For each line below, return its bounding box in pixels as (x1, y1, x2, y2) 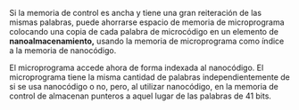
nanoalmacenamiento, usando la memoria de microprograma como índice (9, 35, 285, 46)
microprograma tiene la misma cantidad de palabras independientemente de (9, 72, 290, 82)
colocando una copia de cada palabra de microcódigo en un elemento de (9, 27, 279, 36)
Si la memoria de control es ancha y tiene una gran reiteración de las (9, 8, 262, 18)
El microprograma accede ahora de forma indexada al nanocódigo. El (9, 62, 264, 73)
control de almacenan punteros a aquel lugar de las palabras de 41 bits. (9, 90, 272, 101)
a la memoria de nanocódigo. (9, 45, 117, 56)
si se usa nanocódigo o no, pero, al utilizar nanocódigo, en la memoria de (9, 82, 278, 91)
